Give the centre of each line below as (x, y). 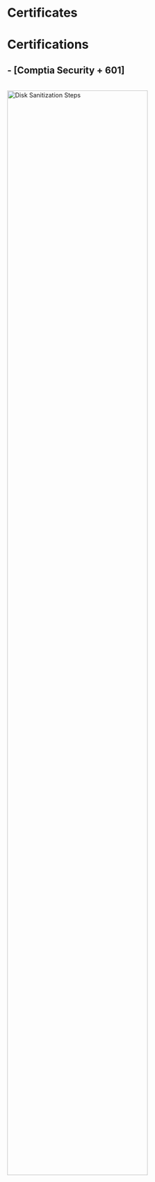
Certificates (42, 13)
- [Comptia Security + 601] (66, 70)
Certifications (48, 45)
